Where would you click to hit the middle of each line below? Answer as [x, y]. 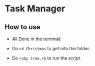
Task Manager [35, 9]
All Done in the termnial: [36, 39]
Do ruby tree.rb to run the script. [46, 58]
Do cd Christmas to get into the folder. [51, 48]
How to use [22, 27]
